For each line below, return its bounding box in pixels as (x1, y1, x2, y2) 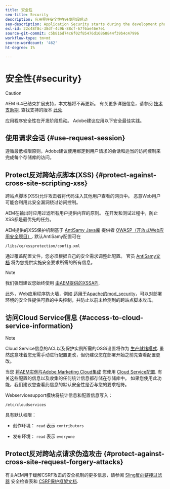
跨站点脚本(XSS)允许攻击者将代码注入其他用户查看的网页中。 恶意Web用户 (5, 193, 161, 199)
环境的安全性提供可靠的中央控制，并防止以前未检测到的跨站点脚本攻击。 (5, 297, 156, 303)
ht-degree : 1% (5, 45, 35, 50)
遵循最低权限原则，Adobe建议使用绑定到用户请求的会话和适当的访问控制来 (5, 148, 161, 154)
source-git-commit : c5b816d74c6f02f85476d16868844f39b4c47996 (5, 31, 139, 36)
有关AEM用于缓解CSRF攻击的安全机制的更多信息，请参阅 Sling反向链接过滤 (5, 472, 162, 478)
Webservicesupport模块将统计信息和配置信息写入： (5, 392, 113, 398)
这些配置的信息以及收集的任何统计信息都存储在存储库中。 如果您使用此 (9, 375, 157, 381)
